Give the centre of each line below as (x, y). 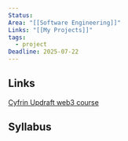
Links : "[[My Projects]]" (50, 30)
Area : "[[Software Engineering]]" (65, 23)
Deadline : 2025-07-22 (44, 52)
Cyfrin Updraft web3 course (54, 102)
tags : (17, 37)
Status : (21, 15)
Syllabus (30, 127)
